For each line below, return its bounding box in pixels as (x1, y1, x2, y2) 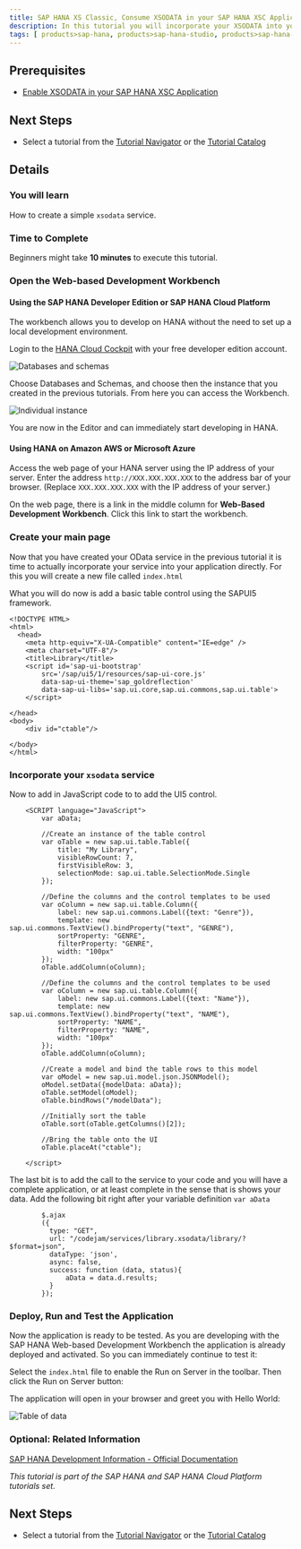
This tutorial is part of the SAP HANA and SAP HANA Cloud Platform (9, 1470, 262, 1482)
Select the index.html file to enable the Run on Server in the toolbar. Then (9, 1366, 282, 1377)
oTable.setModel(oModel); (41, 1088, 139, 1097)
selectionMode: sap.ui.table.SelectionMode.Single (56, 869, 251, 877)
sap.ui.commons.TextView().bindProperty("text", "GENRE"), (9, 923, 235, 932)
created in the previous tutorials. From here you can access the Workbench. (9, 388, 289, 398)
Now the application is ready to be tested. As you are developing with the (9, 1331, 279, 1341)
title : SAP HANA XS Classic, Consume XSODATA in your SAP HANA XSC (9, 13, 267, 22)
